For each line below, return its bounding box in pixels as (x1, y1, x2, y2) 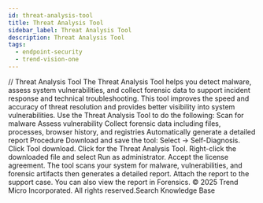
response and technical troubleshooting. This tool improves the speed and (8, 94, 250, 103)
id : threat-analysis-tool (8, 11, 93, 20)
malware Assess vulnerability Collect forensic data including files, (8, 119, 221, 128)
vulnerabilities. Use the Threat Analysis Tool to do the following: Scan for (8, 110, 244, 120)
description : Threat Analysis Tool (8, 33, 125, 42)
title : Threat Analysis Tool (8, 19, 104, 27)
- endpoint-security (15, 48, 83, 56)
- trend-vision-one (15, 56, 80, 64)
